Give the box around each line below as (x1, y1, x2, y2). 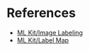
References (6, 5, 76, 21)
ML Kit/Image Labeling (16, 28, 83, 37)
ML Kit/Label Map (16, 35, 69, 44)
